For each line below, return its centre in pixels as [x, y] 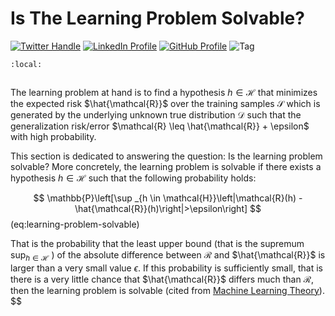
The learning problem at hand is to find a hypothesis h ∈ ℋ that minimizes [164, 92]
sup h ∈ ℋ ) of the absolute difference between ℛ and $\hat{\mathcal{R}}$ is [168, 255]
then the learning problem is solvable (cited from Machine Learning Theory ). [167, 290]
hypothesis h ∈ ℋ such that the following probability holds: [133, 178]
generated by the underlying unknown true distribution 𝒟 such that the [156, 114]
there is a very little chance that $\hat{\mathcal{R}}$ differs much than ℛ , [162, 279]
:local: [26, 64]
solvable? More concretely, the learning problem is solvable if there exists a [166, 166]
